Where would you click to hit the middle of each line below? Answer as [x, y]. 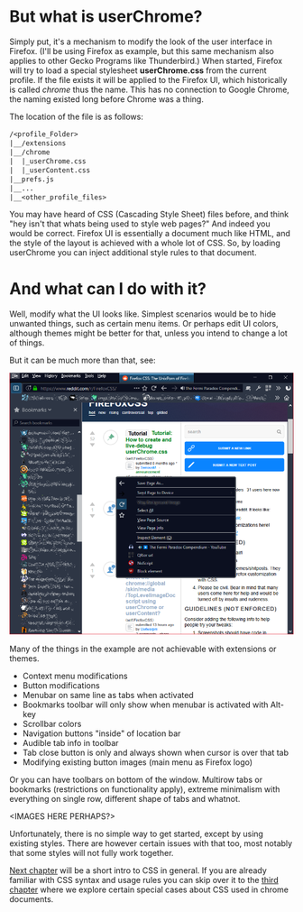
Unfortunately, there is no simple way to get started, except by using [137, 834]
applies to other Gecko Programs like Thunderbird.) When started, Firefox [146, 60]
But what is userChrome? [106, 17]
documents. [32, 898]
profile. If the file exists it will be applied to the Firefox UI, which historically [148, 79]
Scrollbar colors [52, 723]
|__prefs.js [32, 179]
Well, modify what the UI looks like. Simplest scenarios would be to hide [143, 314]
